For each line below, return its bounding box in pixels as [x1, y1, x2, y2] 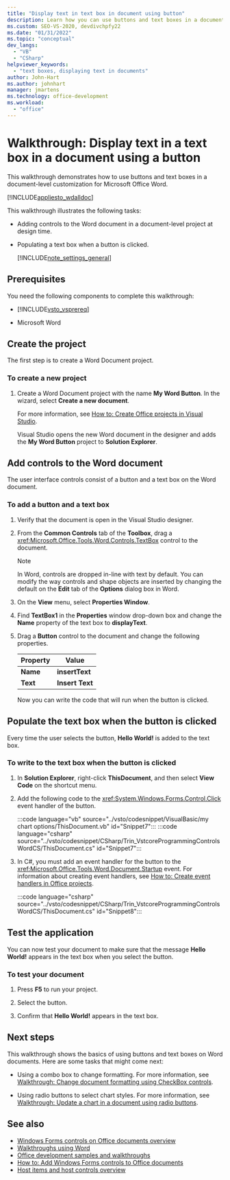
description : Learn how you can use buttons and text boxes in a [7, 16, 197, 23]
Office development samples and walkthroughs [16, 1150, 151, 1159]
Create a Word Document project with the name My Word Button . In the [16, 389, 220, 397]
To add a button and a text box [7, 500, 110, 510]
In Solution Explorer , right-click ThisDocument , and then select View [16, 773, 214, 782]
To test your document [7, 969, 84, 979]
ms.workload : [7, 99, 44, 106]
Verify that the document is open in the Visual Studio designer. [16, 515, 194, 523]
